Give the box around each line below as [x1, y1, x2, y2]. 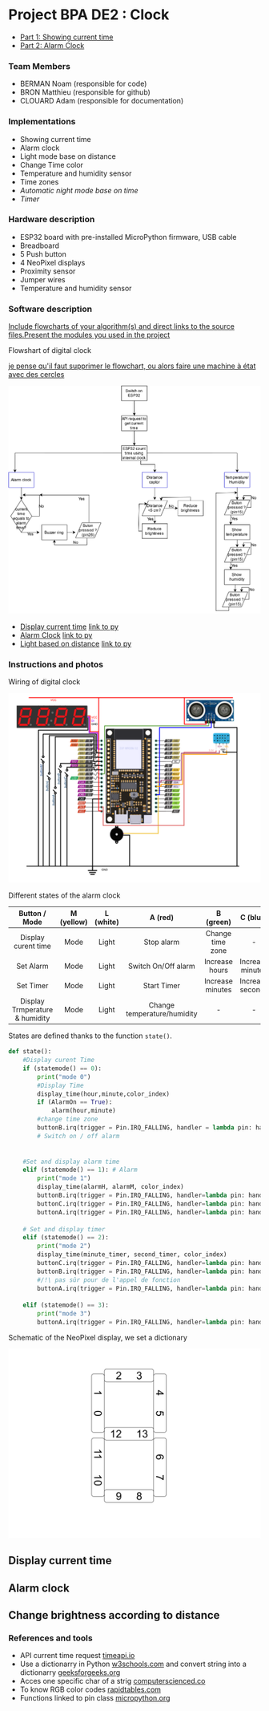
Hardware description [8, 214, 95, 225]
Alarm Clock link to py [19, 630, 93, 639]
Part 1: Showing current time [19, 32, 114, 42]
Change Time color [19, 160, 84, 169]
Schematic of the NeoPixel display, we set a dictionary [8, 1333, 188, 1343]
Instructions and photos [8, 659, 104, 670]
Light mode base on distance [19, 151, 116, 161]
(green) [205, 917, 232, 926]
